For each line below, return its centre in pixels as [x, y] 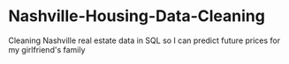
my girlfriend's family [47, 49]
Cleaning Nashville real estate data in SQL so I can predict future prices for [144, 40]
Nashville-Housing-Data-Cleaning [137, 16]
